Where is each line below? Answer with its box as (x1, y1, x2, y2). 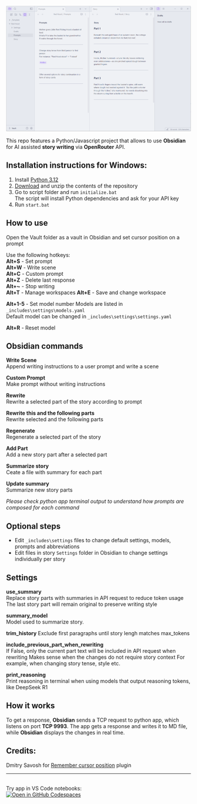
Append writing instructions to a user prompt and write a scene (6, 363, 159, 370)
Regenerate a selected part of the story (6, 433, 101, 441)
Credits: (6, 746, 36, 756)
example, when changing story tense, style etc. (6, 659, 121, 667)
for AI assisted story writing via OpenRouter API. (6, 143, 125, 150)
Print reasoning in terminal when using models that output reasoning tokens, (6, 677, 191, 685)
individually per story (14, 556, 66, 563)
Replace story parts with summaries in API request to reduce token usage (6, 594, 184, 601)
